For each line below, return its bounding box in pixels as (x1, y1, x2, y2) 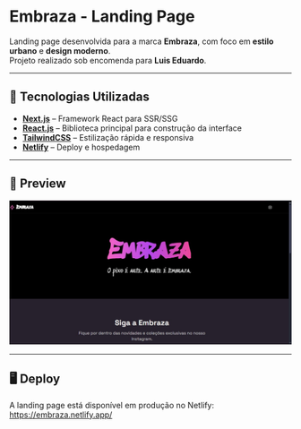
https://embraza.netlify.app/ (9, 409, 113, 420)
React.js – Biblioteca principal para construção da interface (21, 123, 243, 133)
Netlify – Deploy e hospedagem (21, 142, 141, 152)
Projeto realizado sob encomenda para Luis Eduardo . (9, 55, 207, 65)
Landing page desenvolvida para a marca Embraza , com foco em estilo (9, 36, 274, 47)
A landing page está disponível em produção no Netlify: (9, 399, 215, 410)
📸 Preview (9, 176, 66, 192)
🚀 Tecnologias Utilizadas (9, 90, 150, 105)
